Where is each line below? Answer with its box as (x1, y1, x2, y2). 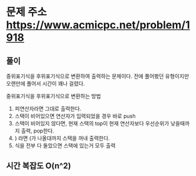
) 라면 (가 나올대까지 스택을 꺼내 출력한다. (14, 135, 110, 142)
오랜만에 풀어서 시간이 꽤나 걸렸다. (6, 80, 85, 87)
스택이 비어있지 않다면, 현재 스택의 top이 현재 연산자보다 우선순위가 (14, 120, 169, 127)
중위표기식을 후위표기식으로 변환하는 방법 (6, 93, 102, 99)
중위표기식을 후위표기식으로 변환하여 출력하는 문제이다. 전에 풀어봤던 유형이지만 (6, 73, 190, 80)
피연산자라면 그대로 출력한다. (14, 105, 81, 112)
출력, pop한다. (21, 128, 54, 134)
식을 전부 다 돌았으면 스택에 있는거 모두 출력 (14, 142, 116, 149)
